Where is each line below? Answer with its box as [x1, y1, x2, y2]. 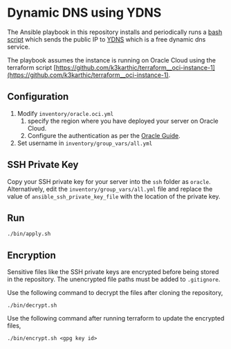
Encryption [7, 249, 57, 261]
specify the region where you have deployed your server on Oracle [27, 117, 219, 125]
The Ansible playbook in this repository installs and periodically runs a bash [7, 28, 223, 36]
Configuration [7, 91, 69, 103]
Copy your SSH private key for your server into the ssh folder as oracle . [7, 177, 211, 185]
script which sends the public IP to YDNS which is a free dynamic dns [7, 35, 206, 43]
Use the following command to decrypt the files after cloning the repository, [7, 289, 223, 297]
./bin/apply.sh [7, 230, 51, 237]
